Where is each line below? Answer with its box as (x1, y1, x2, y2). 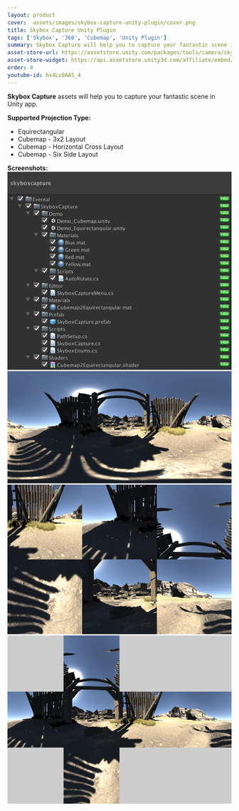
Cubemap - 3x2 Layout (17, 135, 86, 143)
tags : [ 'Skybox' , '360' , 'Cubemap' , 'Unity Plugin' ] (7, 34, 167, 41)
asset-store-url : (7, 49, 59, 56)
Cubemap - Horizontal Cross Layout (17, 142, 124, 151)
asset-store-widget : (7, 57, 69, 64)
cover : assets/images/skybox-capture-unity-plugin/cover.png (7, 19, 196, 26)
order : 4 (7, 64, 33, 71)
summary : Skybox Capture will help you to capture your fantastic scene (7, 41, 228, 49)
